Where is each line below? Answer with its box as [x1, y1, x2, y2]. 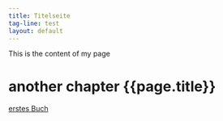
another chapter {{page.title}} [8, 77, 217, 95]
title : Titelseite [8, 11, 71, 20]
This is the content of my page [8, 49, 111, 59]
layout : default [8, 27, 63, 35]
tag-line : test [8, 19, 60, 27]
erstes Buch [8, 104, 49, 114]
